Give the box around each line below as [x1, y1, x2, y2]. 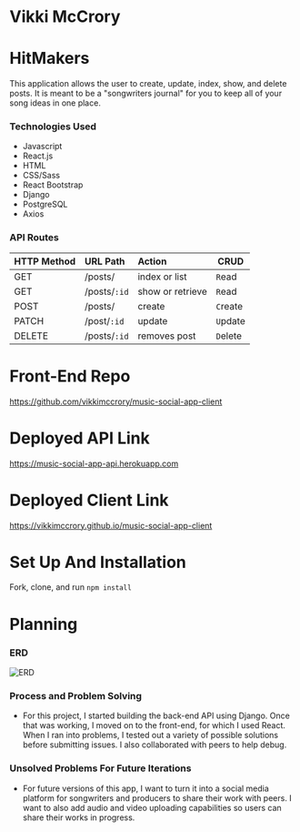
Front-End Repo [9, 366, 131, 386]
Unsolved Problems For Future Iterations [9, 762, 192, 775]
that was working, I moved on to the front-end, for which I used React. [22, 720, 286, 731]
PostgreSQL [22, 198, 68, 210]
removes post [137, 330, 196, 342]
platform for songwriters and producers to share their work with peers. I [22, 792, 293, 803]
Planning [9, 614, 78, 634]
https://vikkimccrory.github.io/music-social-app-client [9, 520, 213, 531]
